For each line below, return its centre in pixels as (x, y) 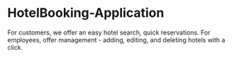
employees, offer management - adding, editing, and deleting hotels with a (116, 39)
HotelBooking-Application (86, 13)
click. (15, 47)
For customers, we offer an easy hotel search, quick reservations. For (109, 32)
